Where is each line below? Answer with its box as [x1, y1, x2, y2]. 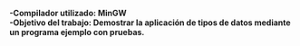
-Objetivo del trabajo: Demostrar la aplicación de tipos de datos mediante [9, 17, 292, 28]
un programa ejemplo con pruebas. [9, 27, 145, 37]
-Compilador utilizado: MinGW [9, 8, 127, 18]
